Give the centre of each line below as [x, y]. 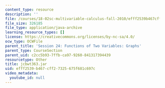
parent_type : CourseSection [34, 50]
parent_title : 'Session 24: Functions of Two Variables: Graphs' [73, 46]
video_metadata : [22, 73]
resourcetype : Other [26, 60]
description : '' [22, 14]
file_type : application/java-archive [44, 28]
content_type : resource [29, 10]
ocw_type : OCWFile [24, 42]
